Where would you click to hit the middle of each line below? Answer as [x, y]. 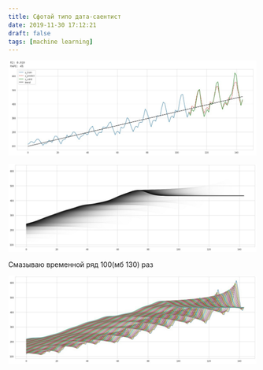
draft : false [30, 33]
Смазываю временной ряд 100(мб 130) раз [81, 265]
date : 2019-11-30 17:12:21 [52, 25]
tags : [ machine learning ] [50, 42]
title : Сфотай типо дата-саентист [65, 17]
